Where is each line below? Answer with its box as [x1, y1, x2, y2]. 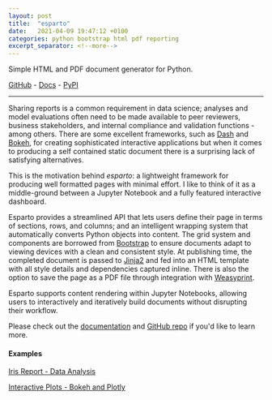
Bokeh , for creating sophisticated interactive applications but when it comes [8, 138, 262, 148]
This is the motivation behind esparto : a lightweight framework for [8, 171, 229, 181]
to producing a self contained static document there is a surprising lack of [8, 147, 255, 157]
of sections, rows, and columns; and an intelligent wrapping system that [8, 221, 249, 231]
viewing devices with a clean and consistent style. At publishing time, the [8, 247, 253, 256]
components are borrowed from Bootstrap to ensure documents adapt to [8, 239, 252, 248]
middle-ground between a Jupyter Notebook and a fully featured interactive [8, 188, 261, 198]
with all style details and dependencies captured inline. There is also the [8, 265, 249, 274]
